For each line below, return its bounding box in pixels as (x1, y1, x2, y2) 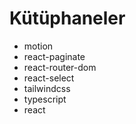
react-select (23, 72, 75, 84)
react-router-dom (23, 61, 97, 73)
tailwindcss (23, 82, 71, 94)
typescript (23, 93, 67, 105)
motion (23, 40, 54, 52)
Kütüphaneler (9, 7, 126, 30)
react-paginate (23, 50, 86, 62)
